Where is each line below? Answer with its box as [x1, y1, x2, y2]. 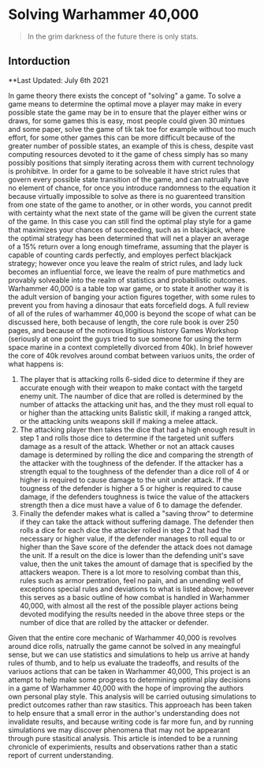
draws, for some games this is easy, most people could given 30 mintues [8, 116, 246, 126]
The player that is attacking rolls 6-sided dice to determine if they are [19, 374, 245, 384]
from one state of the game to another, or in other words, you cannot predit [8, 200, 252, 209]
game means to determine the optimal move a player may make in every [8, 99, 243, 108]
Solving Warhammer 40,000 [8, 6, 199, 24]
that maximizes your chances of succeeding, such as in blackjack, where [8, 225, 246, 234]
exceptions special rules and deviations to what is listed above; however [19, 584, 255, 594]
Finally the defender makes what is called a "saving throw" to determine [19, 508, 254, 518]
